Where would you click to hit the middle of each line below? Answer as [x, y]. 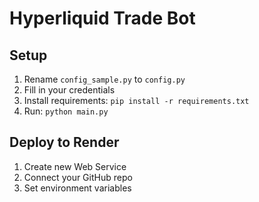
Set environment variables [77, 188]
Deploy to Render [64, 142]
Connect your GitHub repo [78, 177]
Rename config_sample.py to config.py [104, 79]
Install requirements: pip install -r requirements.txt [136, 100]
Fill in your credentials [69, 90]
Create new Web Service [75, 166]
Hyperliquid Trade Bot [102, 18]
